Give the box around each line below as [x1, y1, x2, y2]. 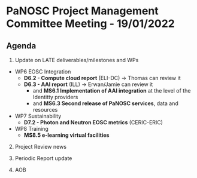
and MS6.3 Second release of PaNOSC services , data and [32, 100, 178, 107]
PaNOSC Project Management [6, 4, 159, 18]
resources [32, 106, 58, 113]
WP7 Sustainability [14, 112, 62, 119]
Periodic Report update [14, 155, 72, 162]
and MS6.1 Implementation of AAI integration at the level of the [32, 87, 191, 94]
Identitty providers [32, 94, 78, 100]
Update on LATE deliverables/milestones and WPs [14, 57, 139, 63]
